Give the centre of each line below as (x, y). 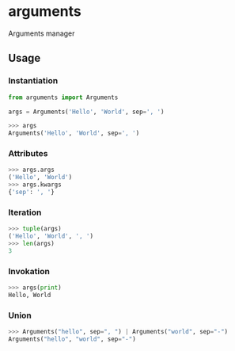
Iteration (25, 212)
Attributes (28, 154)
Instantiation (33, 81)
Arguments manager (42, 33)
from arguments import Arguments (63, 97)
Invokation (29, 271)
